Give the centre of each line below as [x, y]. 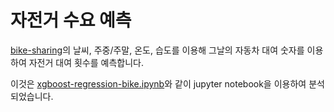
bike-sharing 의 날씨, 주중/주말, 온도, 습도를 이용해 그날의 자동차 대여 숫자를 [157, 50]
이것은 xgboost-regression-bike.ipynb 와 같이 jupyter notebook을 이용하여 [158, 83]
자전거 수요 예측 [71, 20]
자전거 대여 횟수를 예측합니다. [86, 62]
